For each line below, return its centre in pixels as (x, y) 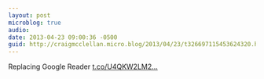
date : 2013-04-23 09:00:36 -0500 (63, 37)
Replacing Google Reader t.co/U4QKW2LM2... (83, 66)
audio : (19, 30)
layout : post (29, 15)
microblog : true (35, 23)
